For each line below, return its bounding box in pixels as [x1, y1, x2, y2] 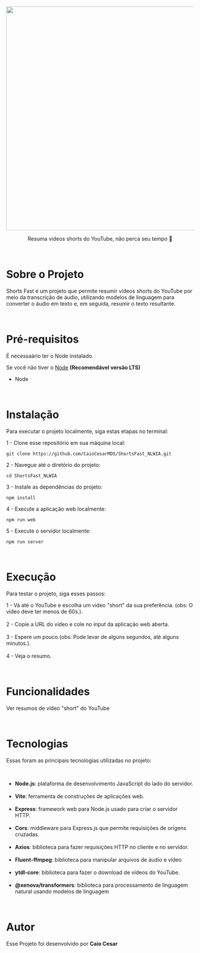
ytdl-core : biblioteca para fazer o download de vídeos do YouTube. [14, 869, 180, 876]
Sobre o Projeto [6, 268, 85, 281]
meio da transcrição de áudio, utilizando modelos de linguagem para [6, 293, 174, 301]
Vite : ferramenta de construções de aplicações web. [14, 792, 145, 800]
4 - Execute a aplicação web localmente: [6, 505, 106, 512]
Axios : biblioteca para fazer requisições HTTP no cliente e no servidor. [14, 843, 189, 850]
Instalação [6, 408, 60, 422]
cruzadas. [14, 831, 40, 838]
